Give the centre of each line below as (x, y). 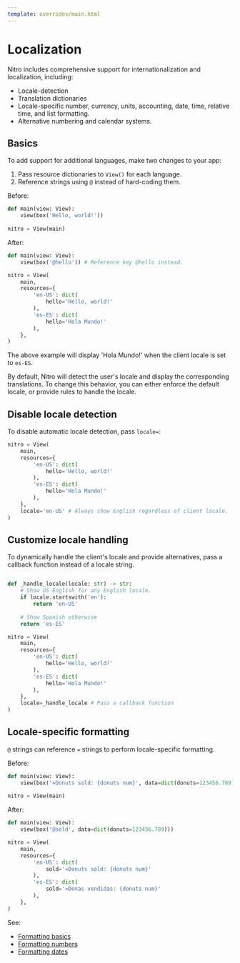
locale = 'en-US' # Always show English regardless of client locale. (124, 511)
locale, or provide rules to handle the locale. (72, 392)
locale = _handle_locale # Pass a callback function (97, 703)
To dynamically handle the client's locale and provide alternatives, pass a (115, 557)
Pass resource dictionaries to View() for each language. (100, 174)
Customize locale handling (68, 540)
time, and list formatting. (54, 113)
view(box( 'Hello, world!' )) (62, 216)
